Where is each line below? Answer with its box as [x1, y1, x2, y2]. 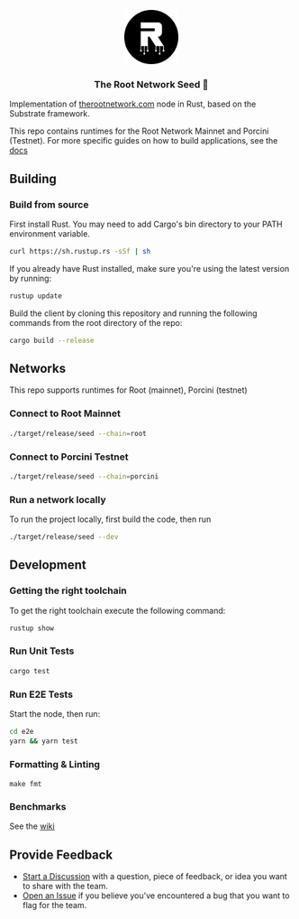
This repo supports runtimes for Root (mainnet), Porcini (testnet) [9, 385, 248, 395]
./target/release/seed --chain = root [9, 429, 147, 438]
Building [9, 171, 57, 186]
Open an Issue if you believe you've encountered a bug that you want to [22, 890, 290, 901]
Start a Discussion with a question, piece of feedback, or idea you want [22, 871, 288, 882]
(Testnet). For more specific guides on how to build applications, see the [9, 135, 278, 146]
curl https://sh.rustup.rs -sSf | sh [9, 246, 151, 255]
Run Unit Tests [9, 645, 75, 657]
